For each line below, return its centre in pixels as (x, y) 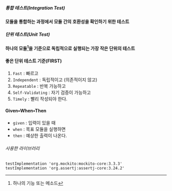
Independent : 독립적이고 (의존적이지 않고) (55, 80)
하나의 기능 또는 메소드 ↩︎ (38, 183)
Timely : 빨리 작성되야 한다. (40, 99)
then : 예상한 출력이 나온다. (40, 136)
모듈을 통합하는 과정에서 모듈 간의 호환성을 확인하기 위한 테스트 (67, 21)
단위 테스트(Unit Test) (28, 34)
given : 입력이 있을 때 (34, 123)
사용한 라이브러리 (23, 148)
